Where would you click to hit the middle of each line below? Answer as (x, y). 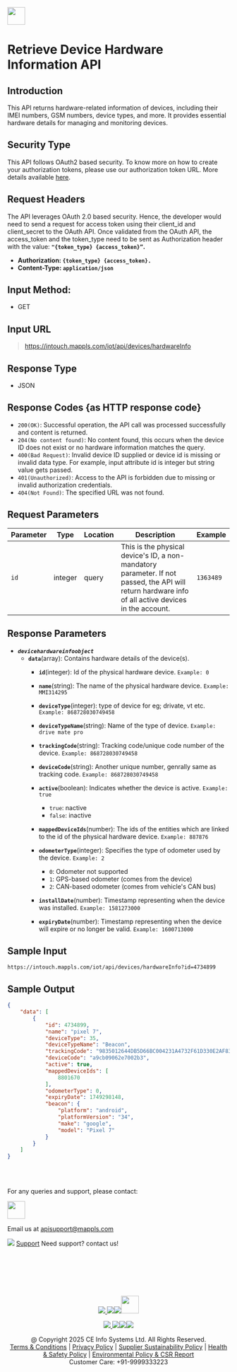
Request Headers (46, 199)
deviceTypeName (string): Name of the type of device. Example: (127, 725)
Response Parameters (57, 634)
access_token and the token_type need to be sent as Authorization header (115, 239)
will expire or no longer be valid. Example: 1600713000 (116, 929)
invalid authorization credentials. (65, 485)
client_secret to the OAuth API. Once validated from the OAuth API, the (110, 231)
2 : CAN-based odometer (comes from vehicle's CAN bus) (133, 886)
